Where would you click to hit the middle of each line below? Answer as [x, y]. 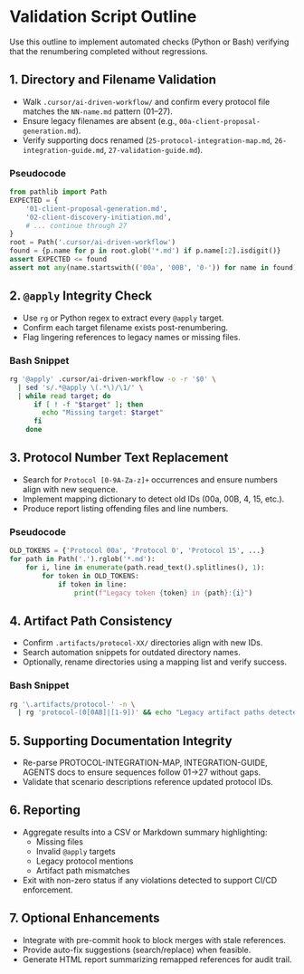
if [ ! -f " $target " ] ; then [88, 405]
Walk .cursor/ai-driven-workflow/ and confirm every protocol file [146, 101]
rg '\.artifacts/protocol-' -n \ [72, 704]
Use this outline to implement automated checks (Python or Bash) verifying [149, 42]
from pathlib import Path [58, 192]
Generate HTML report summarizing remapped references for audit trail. [157, 959]
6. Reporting [45, 811]
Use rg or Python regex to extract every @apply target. [123, 318]
